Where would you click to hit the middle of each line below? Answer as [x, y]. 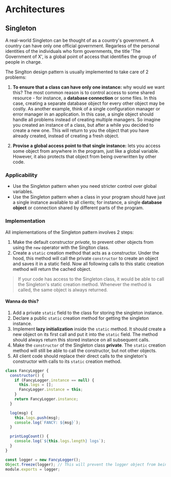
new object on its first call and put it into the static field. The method [85, 334]
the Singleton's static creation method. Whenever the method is [84, 284]
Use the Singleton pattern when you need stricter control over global [84, 186]
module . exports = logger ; [33, 469]
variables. [23, 191]
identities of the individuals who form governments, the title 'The [73, 51]
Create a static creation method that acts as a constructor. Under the [86, 252]
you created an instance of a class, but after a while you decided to [83, 125]
